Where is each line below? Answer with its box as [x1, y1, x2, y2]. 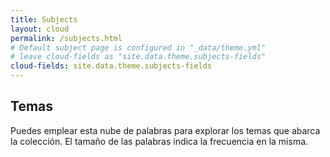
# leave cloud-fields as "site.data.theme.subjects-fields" [10, 52, 267, 62]
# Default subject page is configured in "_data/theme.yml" [10, 42, 267, 53]
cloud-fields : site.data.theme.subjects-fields [10, 61, 213, 71]
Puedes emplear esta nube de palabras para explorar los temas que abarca [10, 124, 321, 136]
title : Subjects [10, 14, 78, 25]
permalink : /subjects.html [10, 33, 123, 43]
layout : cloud [10, 24, 70, 34]
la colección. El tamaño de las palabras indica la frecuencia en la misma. [10, 135, 309, 147]
